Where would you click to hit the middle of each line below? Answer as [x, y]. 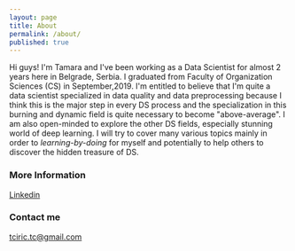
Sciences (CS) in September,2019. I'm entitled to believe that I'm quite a [140, 86]
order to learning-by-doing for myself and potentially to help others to [136, 143]
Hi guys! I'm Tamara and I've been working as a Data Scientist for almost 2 [145, 67]
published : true [39, 42]
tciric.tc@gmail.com [46, 237]
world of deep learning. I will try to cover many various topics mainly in [138, 133]
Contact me [35, 217]
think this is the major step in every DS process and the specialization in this [148, 105]
